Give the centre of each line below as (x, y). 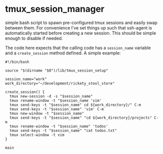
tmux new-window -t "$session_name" (47, 113)
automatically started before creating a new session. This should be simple (81, 33)
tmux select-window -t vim (37, 135)
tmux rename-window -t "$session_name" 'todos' (59, 126)
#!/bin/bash (17, 62)
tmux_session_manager (55, 9)
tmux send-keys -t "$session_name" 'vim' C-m (57, 109)
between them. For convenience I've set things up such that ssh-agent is (79, 27)
